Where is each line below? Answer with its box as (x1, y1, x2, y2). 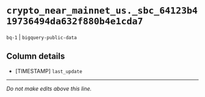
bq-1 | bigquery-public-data (6, 33, 77, 41)
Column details (6, 51, 65, 62)
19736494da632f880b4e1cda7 (6, 16, 143, 27)
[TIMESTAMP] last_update (15, 67, 82, 74)
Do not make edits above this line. (6, 85, 92, 92)
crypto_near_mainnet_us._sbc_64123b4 (6, 5, 198, 16)
